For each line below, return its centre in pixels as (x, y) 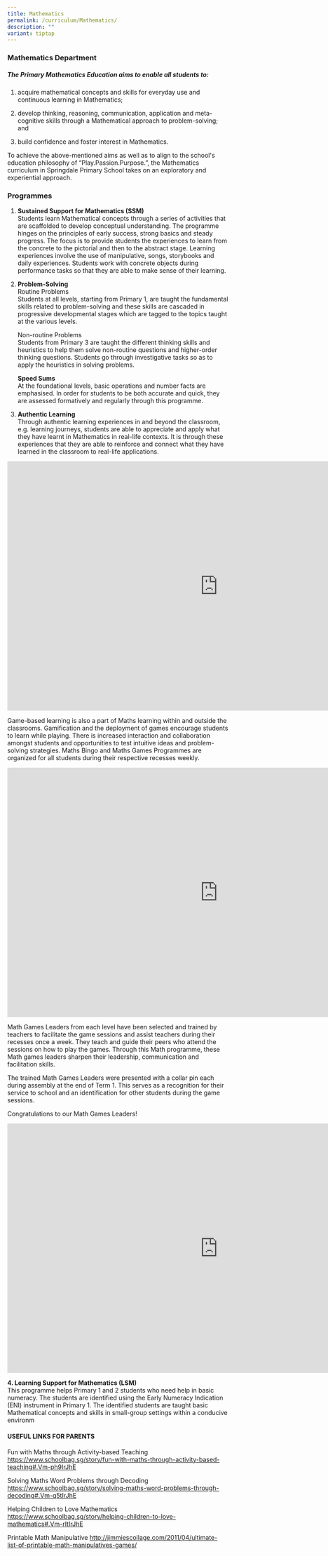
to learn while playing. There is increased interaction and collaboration (109, 736)
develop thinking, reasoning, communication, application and (105, 114)
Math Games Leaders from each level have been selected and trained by (112, 1027)
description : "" (31, 27)
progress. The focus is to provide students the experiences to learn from (122, 241)
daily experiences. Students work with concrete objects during (108, 263)
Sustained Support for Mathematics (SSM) (81, 211)
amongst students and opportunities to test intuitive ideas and (97, 743)
